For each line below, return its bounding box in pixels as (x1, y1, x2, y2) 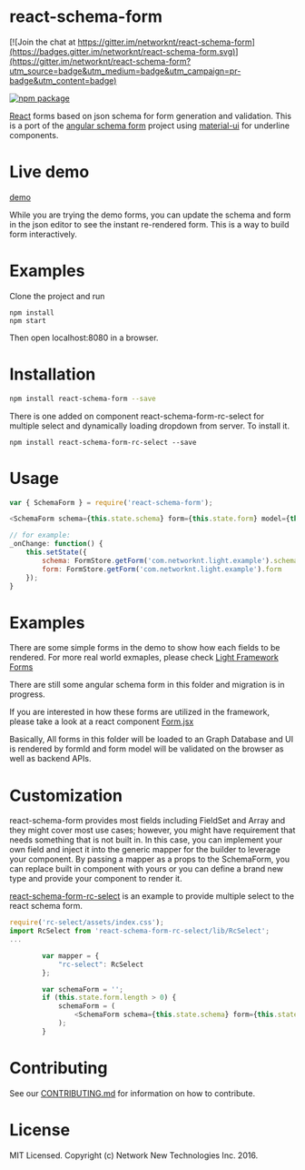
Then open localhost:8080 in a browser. (9, 332, 159, 343)
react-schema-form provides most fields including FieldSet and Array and (9, 815, 286, 826)
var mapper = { (42, 951, 100, 961)
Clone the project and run (9, 290, 105, 301)
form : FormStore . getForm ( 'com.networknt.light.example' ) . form (42, 564, 282, 574)
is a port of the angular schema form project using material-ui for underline (9, 120, 290, 131)
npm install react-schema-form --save (9, 394, 156, 403)
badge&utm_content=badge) (9, 75, 117, 86)
